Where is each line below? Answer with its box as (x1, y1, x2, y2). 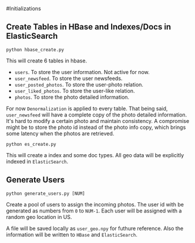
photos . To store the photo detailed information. (14, 94, 130, 101)
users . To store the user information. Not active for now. (14, 68, 150, 75)
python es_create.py (6, 141, 57, 147)
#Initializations (6, 5, 41, 12)
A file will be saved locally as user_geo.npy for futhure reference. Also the (6, 225, 184, 232)
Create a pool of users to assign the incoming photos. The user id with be (6, 201, 184, 208)
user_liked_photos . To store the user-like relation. (14, 87, 135, 94)
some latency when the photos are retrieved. (6, 129, 115, 137)
